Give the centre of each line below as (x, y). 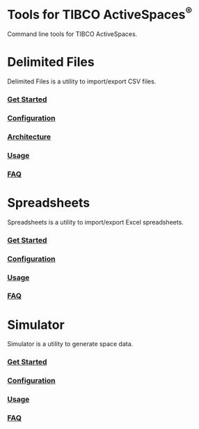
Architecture (29, 136)
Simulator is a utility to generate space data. (70, 344)
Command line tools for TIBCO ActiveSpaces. (72, 34)
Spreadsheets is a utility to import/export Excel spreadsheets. (96, 222)
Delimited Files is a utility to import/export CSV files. (82, 81)
